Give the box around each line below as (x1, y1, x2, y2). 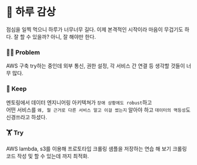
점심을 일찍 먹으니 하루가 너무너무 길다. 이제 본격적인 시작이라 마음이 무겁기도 (6, 26, 183, 33)
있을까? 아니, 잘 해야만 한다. (32, 33, 96, 40)
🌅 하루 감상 (6, 5, 56, 19)
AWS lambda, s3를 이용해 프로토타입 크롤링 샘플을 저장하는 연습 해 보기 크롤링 (6, 145, 187, 152)
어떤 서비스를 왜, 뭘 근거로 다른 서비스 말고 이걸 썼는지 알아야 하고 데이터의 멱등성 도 (6, 106, 191, 113)
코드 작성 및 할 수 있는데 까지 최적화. (6, 152, 89, 159)
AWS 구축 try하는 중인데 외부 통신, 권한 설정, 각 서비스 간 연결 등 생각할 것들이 (6, 62, 185, 69)
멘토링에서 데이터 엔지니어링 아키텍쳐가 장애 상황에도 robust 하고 (6, 99, 152, 106)
